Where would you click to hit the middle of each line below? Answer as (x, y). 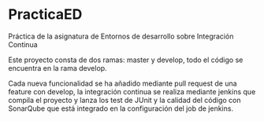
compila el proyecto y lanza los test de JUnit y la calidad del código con (125, 100)
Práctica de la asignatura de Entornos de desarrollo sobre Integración (121, 36)
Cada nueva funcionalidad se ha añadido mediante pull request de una (123, 83)
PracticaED (45, 15)
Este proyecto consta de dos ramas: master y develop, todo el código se (126, 60)
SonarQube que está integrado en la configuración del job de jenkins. (121, 108)
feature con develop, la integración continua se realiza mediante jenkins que (132, 91)
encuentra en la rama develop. (58, 68)
